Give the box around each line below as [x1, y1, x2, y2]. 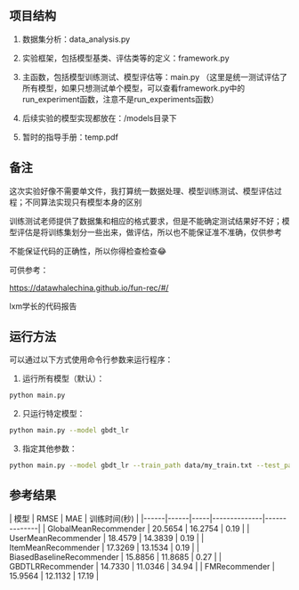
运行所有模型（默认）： [21, 373, 105, 384]
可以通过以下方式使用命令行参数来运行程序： [9, 354, 174, 365]
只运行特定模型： [21, 408, 85, 419]
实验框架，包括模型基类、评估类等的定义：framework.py [21, 53, 230, 63]
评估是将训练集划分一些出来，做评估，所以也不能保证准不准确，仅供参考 [16, 226, 282, 238]
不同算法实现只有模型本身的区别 [24, 197, 142, 207]
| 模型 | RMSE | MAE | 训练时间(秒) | [9, 513, 140, 523]
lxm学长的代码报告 [9, 301, 77, 311]
